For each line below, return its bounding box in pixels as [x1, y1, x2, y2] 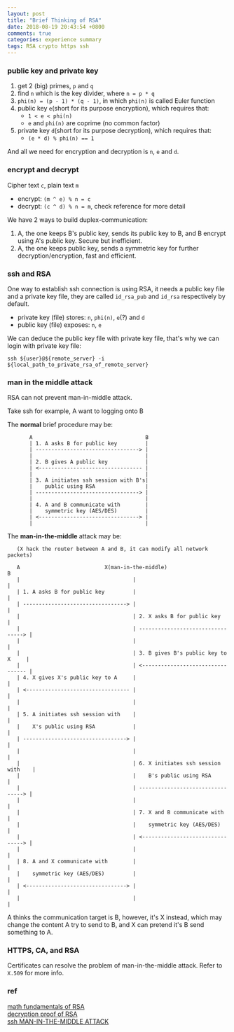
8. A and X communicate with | [22, 858, 137, 865]
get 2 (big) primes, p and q [17, 82, 94, 90]
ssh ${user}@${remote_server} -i [7, 355, 105, 362]
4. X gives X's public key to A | [22, 674, 137, 681]
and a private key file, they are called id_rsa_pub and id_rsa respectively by [7, 292, 226, 300]
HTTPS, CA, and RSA [7, 946, 80, 956]
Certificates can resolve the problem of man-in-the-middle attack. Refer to [7, 961, 223, 970]
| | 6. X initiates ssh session [16, 760, 221, 767]
